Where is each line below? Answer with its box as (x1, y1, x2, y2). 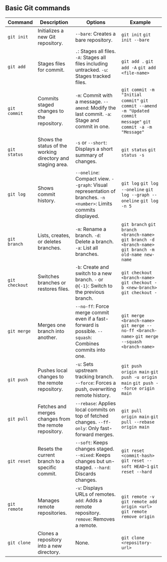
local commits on (75, 406, 115, 413)
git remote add (121, 499, 158, 504)
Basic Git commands (5, 4, 71, 12)
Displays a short (75, 145, 113, 152)
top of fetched (75, 412, 108, 419)
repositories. (37, 509, 67, 516)
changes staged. (75, 445, 114, 452)
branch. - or (75, 276, 103, 283)
